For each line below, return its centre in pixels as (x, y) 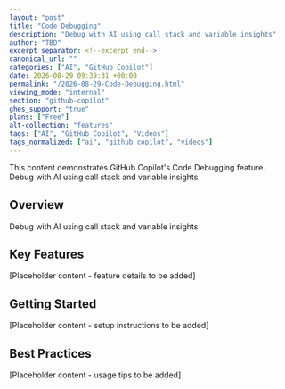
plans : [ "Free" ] (39, 117)
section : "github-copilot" (59, 100)
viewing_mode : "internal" (57, 92)
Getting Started (53, 304)
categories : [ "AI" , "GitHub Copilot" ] (81, 68)
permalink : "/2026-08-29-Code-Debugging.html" (97, 84)
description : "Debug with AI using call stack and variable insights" (143, 34)
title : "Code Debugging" (55, 26)
